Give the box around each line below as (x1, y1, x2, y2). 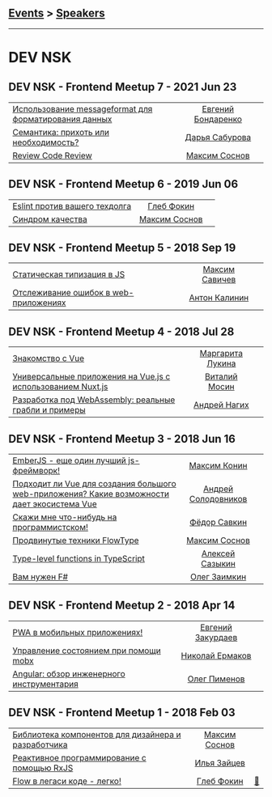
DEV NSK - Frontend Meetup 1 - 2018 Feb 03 (8, 706, 236, 719)
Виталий (205, 371, 238, 383)
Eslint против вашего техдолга (12, 200, 132, 211)
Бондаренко (193, 113, 243, 125)
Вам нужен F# (12, 571, 69, 583)
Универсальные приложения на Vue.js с (12, 371, 171, 383)
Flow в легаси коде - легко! (12, 775, 121, 786)
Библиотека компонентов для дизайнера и (12, 728, 181, 740)
